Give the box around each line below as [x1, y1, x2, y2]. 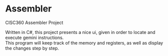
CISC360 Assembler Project [5, 19, 63, 25]
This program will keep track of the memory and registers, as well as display [5, 39, 163, 45]
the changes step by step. [5, 45, 59, 51]
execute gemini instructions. [5, 34, 64, 40]
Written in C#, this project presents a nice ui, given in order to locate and [5, 29, 156, 35]
